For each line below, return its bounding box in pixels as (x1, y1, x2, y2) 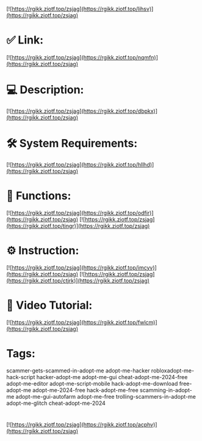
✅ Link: (6, 33, 44, 47)
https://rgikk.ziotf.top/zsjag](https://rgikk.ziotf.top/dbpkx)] (12, 107, 157, 115)
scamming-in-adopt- (139, 386, 192, 394)
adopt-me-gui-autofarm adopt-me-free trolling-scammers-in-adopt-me (15, 393, 197, 400)
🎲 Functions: (6, 189, 71, 203)
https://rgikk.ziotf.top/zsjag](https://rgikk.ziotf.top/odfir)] (12, 209, 154, 216)
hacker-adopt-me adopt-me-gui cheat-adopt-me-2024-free (36, 373, 188, 380)
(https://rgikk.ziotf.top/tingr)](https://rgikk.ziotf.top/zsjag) (6, 222, 150, 229)
